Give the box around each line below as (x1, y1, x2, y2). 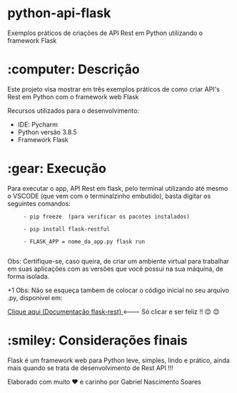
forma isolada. (7, 272, 50, 280)
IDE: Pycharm (17, 120, 59, 129)
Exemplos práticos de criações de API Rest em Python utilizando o (7, 29, 203, 37)
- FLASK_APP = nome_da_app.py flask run (23, 238, 145, 245)
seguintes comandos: (7, 199, 71, 208)
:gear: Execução (7, 161, 107, 176)
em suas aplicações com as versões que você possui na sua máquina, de (7, 264, 223, 273)
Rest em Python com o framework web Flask (7, 92, 139, 101)
